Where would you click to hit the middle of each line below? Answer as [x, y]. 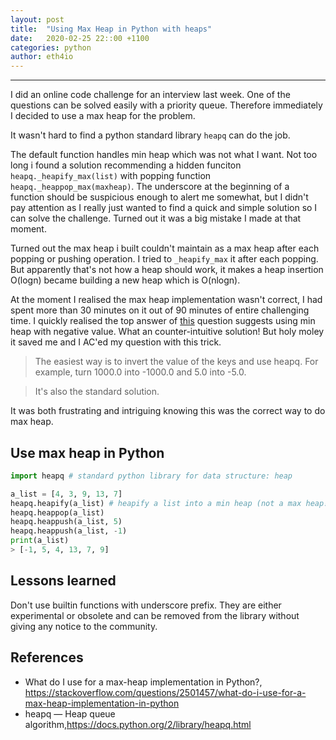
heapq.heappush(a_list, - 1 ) [69, 531]
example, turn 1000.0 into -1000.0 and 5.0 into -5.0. [140, 372]
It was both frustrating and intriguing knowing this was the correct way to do [168, 411]
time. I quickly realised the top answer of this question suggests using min [163, 321]
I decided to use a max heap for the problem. [103, 116]
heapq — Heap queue [70, 713]
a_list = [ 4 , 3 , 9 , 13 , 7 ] [66, 494]
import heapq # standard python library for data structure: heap [151, 476]
